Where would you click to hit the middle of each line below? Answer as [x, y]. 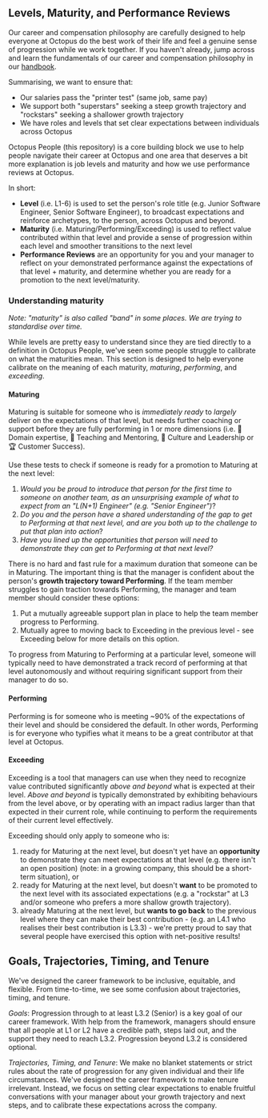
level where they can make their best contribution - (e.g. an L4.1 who [133, 919]
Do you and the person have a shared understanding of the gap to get [136, 514]
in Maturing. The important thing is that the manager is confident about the [131, 573]
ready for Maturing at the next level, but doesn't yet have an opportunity [140, 851]
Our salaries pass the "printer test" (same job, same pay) [114, 97]
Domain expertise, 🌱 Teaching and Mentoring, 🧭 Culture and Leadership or [131, 437]
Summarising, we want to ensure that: [71, 82]
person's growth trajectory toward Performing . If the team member [121, 581]
